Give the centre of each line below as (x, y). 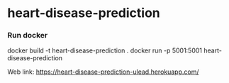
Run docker (28, 35)
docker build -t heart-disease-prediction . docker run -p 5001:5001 (105, 50)
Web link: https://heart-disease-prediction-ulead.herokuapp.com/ (103, 72)
